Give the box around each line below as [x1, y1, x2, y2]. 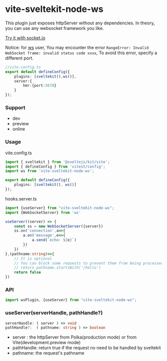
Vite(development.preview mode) [12, 340, 81, 346]
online [12, 126, 25, 132]
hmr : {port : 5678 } [23, 83, 57, 88]
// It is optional [14, 256, 52, 261]
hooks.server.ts [5, 195, 37, 202]
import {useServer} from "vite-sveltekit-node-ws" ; [5, 205, 114, 210]
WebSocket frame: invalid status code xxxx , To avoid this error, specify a [5, 50, 158, 56]
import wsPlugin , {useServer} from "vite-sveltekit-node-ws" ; [5, 297, 137, 303]
